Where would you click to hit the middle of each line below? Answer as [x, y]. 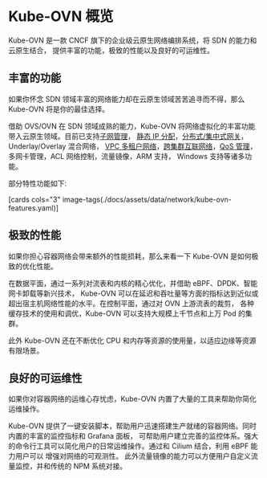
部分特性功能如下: [38, 183]
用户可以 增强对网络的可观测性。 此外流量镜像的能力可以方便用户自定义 [133, 456]
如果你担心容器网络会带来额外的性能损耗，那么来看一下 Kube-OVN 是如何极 [133, 256]
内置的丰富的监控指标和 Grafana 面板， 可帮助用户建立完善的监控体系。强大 [133, 436]
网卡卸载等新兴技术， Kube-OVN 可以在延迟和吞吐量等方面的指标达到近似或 [133, 293]
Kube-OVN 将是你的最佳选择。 [59, 108]
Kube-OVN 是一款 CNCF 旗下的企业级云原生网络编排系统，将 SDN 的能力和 [133, 40]
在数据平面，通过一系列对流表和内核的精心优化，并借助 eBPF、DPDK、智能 [133, 283]
